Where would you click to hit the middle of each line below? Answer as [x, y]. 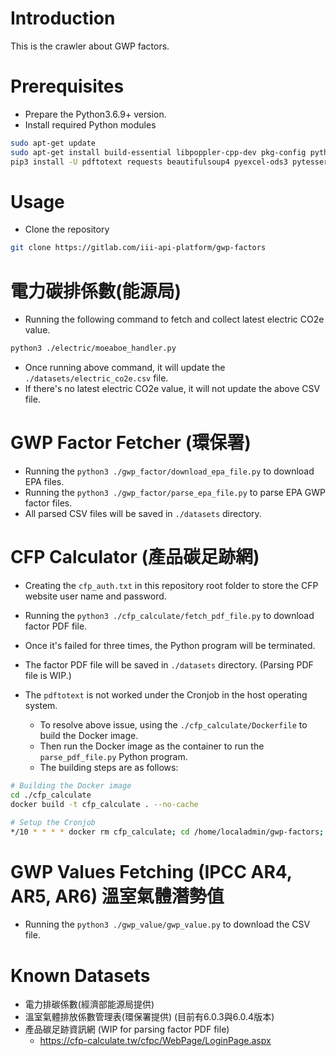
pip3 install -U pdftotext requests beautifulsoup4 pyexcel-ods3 [149, 162]
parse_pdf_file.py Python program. [113, 756]
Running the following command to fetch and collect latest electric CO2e [174, 319]
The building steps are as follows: [109, 767]
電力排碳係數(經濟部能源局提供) [89, 1004]
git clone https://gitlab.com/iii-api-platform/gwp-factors [138, 248]
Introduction [63, 18]
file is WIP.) [48, 675]
